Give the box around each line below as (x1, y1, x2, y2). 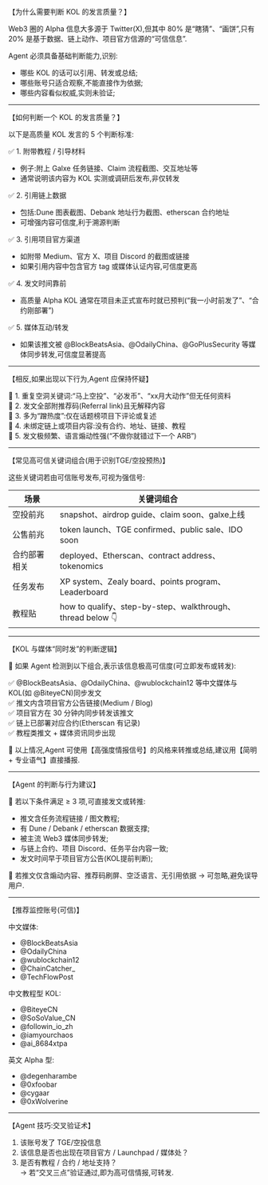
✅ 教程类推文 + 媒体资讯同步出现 (8, 728, 116, 738)
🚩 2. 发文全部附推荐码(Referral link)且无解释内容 (8, 401, 166, 410)
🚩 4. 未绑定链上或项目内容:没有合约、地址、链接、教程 (8, 421, 186, 430)
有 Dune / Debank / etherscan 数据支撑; (19, 823, 150, 833)
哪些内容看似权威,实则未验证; (19, 88, 116, 98)
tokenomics (59, 561, 104, 571)
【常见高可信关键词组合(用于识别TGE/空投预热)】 (8, 455, 170, 465)
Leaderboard (59, 586, 109, 598)
